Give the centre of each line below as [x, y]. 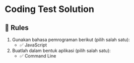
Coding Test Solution [49, 9]
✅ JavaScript [33, 45]
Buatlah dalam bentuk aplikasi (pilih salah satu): [61, 50]
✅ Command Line [38, 56]
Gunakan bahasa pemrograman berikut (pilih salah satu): [71, 39]
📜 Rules [17, 28]
